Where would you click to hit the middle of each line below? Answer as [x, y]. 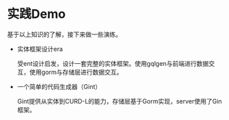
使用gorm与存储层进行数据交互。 [76, 72]
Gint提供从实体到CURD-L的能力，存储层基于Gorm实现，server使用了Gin [119, 101]
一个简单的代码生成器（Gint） [59, 86]
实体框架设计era [40, 49]
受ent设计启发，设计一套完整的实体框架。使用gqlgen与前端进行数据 [113, 63]
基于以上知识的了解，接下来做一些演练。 [64, 34]
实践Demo [36, 14]
